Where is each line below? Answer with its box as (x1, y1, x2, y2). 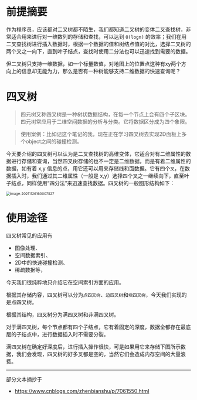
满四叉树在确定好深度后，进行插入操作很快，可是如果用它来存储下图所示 (6, 343, 181, 350)
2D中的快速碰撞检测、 (14, 259, 69, 266)
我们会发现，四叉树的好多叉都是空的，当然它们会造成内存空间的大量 (16, 350, 181, 357)
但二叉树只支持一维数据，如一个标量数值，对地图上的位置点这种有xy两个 (6, 60, 182, 67)
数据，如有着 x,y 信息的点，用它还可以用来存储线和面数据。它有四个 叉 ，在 (6, 165, 185, 172)
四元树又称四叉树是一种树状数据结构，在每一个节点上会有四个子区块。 (20, 111, 191, 118)
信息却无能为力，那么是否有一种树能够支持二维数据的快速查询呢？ (21, 67, 181, 74)
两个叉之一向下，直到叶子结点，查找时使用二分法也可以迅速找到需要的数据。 (6, 47, 191, 54)
